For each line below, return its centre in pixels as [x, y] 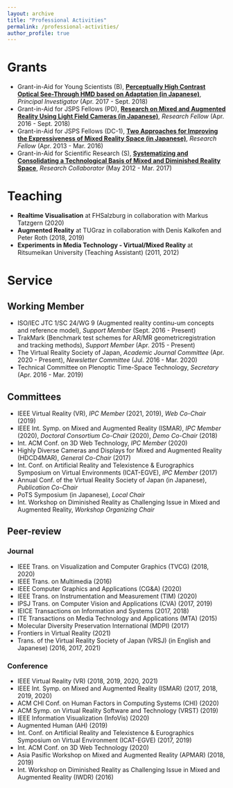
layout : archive [31, 14]
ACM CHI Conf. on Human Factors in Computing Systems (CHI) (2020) [118, 703]
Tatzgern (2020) [41, 223]
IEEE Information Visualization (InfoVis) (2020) [83, 718]
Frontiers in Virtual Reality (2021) [64, 633]
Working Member [46, 306]
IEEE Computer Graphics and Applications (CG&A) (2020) [100, 588]
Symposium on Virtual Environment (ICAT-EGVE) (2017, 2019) [104, 740]
